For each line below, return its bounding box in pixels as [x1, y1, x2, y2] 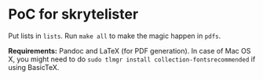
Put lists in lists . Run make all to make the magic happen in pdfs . [8, 31, 221, 40]
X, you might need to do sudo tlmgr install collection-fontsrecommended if [8, 54, 256, 64]
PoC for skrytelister [8, 5, 139, 23]
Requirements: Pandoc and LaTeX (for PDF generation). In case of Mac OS [8, 46, 251, 55]
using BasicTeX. [8, 62, 60, 71]
